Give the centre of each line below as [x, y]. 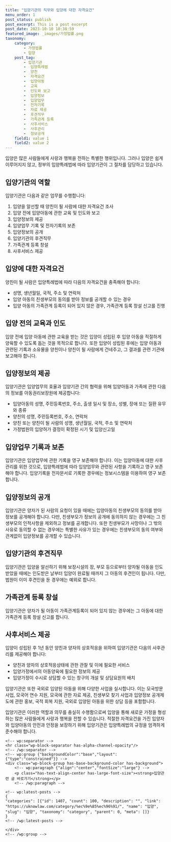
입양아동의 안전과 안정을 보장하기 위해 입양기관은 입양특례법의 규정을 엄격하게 [88, 725]
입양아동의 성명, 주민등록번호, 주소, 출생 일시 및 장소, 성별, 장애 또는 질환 [84, 404]
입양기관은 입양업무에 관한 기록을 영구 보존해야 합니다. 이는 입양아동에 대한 [80, 460]
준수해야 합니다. [21, 732]
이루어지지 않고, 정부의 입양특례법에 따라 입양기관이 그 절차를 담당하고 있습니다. [84, 165]
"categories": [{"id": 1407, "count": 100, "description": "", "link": [83, 801]
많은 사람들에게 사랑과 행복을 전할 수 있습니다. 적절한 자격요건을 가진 [83, 719]
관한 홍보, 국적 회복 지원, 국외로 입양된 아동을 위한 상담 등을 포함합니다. [85, 701]
